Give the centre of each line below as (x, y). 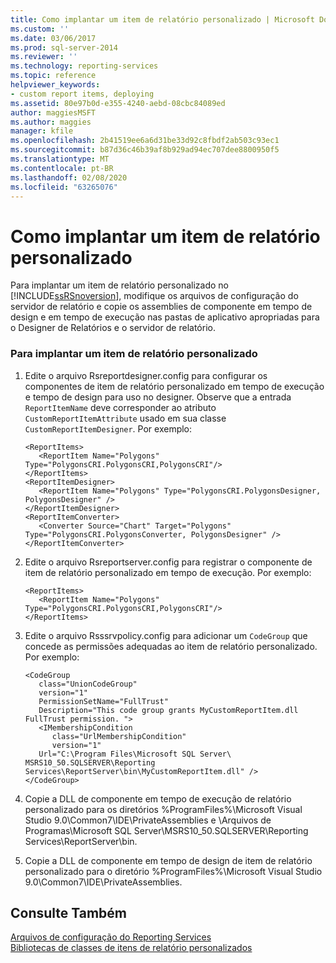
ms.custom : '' (40, 29)
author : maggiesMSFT (53, 112)
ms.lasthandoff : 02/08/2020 (69, 177)
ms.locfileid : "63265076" (64, 187)
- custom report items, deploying (82, 94)
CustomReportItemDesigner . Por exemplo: (108, 428)
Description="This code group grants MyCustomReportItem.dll (168, 710)
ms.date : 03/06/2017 (53, 38)
